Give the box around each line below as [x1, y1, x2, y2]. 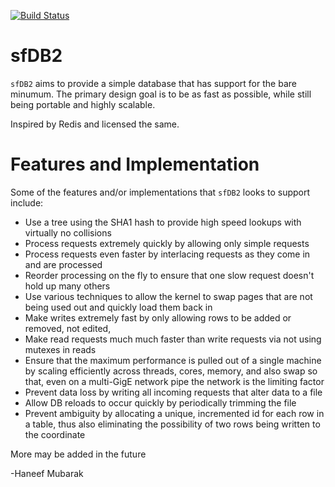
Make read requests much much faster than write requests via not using [24, 333, 322, 345]
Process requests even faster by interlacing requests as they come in [24, 248, 311, 260]
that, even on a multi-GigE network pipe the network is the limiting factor [24, 375, 325, 387]
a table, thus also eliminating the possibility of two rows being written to [24, 418, 321, 430]
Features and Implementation [10, 153, 260, 176]
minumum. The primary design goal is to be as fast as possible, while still [10, 88, 312, 100]
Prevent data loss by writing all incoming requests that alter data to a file [24, 386, 323, 398]
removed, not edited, [24, 322, 112, 334]
